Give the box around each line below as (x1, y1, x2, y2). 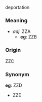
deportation (5, 5, 30, 10)
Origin (5, 47, 21, 54)
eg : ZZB (20, 34, 37, 40)
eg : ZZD (5, 82, 22, 88)
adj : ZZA (12, 28, 31, 35)
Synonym (5, 71, 29, 78)
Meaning (5, 17, 28, 24)
